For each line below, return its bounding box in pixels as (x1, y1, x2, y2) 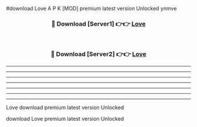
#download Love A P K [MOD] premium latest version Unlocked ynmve (6, 5, 177, 12)
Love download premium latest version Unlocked (6, 104, 124, 111)
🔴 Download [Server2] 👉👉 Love (50, 50, 147, 58)
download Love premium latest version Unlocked (6, 115, 124, 122)
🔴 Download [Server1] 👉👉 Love (51, 20, 146, 28)
